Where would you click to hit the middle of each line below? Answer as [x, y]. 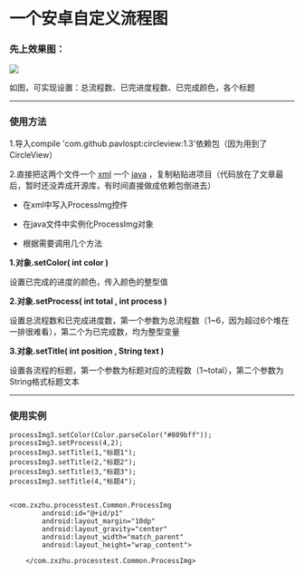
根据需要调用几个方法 [62, 243]
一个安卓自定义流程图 [89, 19]
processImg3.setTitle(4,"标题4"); [73, 482]
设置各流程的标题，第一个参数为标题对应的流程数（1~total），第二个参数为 [147, 370]
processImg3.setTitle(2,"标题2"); [73, 462]
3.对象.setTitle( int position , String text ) [87, 351]
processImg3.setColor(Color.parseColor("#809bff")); [111, 435]
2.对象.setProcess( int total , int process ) [88, 301]
